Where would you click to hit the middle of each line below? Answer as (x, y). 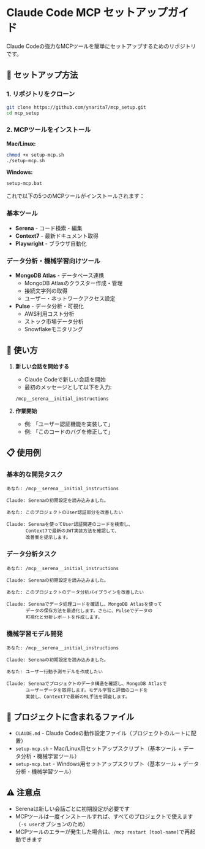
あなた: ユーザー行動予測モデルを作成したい (54, 671)
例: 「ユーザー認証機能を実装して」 (69, 424)
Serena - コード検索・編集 (49, 228)
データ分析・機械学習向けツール (54, 260)
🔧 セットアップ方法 (42, 75)
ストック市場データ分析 (54, 321)
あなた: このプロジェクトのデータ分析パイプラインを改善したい (75, 592)
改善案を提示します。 (48, 538)
